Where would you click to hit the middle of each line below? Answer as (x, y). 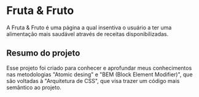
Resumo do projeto (43, 53)
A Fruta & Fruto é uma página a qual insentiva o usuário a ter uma (89, 27)
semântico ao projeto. (34, 87)
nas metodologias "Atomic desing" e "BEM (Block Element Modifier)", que (99, 74)
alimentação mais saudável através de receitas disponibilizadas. (88, 34)
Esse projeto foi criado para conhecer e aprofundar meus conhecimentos (99, 68)
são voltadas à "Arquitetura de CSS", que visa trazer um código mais (93, 81)
